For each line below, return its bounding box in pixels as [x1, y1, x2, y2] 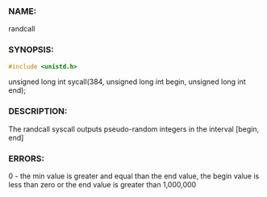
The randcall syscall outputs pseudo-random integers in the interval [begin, [8, 124, 260, 134]
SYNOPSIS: [8, 44, 54, 56]
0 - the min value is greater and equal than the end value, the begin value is [8, 171, 260, 181]
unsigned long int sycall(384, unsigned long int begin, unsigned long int [8, 77, 246, 86]
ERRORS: [8, 153, 44, 164]
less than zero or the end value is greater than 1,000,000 [8, 180, 197, 190]
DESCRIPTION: [8, 106, 68, 117]
